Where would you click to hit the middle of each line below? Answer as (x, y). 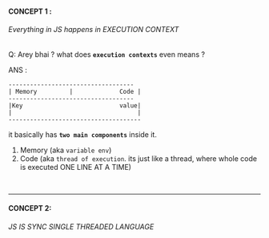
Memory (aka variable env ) (66, 150)
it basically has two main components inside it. (83, 134)
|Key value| (75, 105)
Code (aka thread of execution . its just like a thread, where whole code (139, 158)
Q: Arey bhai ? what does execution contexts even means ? (107, 54)
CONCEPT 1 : (30, 11)
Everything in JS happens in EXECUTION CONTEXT (94, 30)
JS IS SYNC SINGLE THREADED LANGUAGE (81, 226)
